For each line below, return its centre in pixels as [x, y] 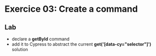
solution [20, 49]
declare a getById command [40, 39]
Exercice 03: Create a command [71, 9]
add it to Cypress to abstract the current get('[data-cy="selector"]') [81, 44]
